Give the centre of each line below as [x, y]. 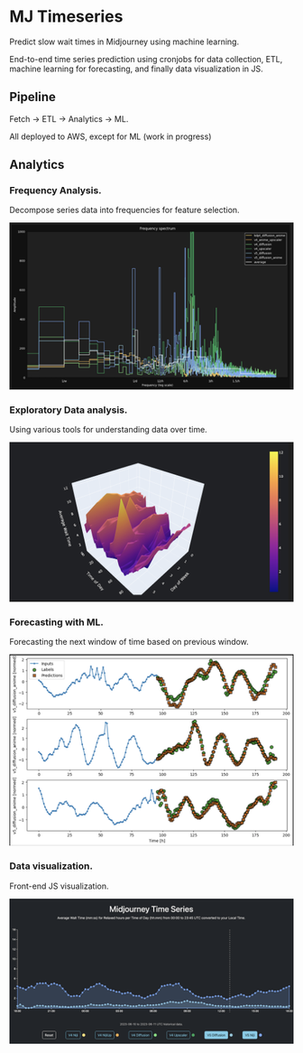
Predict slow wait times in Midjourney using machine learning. [124, 42]
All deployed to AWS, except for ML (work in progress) [110, 136]
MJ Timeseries [66, 17]
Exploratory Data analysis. [69, 410]
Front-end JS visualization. [59, 886]
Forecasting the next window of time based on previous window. [129, 642]
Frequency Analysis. [55, 191]
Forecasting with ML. [56, 622]
